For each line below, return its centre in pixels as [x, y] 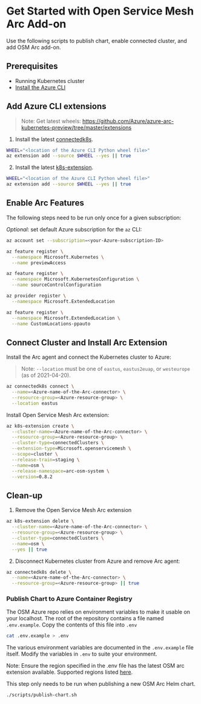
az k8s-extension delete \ [40, 521]
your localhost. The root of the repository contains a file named [85, 619]
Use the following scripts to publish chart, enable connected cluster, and [97, 41]
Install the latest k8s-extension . [54, 167]
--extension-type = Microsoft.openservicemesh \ [71, 449]
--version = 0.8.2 [32, 477]
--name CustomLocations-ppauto [51, 324]
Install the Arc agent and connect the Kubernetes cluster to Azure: [89, 357]
